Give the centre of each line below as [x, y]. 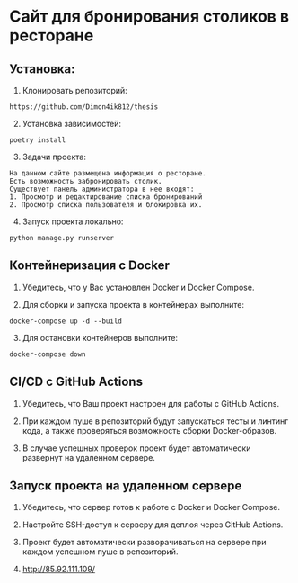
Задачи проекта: [54, 157]
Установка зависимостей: [72, 124]
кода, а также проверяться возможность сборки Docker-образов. [149, 430]
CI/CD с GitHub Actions [76, 382]
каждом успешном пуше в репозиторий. [100, 552]
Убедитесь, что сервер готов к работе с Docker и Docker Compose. [151, 507]
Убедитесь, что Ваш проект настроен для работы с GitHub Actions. [151, 403]
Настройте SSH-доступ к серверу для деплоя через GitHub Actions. [153, 525]
